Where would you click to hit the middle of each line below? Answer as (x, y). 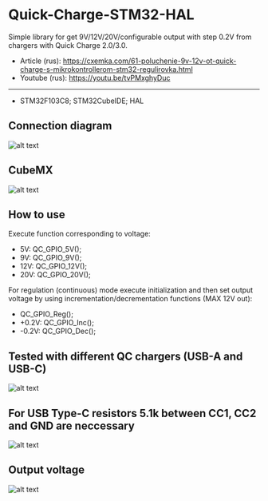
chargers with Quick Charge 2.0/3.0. (68, 45)
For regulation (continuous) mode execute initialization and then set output (131, 290)
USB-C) (28, 369)
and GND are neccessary (72, 425)
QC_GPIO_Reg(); (47, 314)
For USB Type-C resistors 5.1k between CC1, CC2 (132, 413)
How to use (37, 215)
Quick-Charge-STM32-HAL (101, 15)
